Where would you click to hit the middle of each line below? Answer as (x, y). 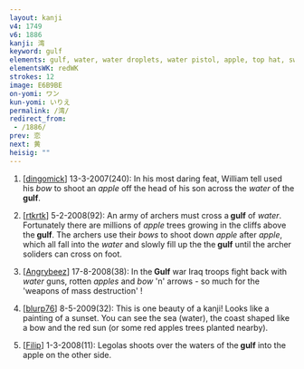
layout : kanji (36, 18)
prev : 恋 (25, 136)
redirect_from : (38, 119)
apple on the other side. (67, 354)
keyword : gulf (36, 52)
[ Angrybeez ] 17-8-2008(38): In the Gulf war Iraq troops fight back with (155, 271)
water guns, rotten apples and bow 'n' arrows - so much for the (141, 281)
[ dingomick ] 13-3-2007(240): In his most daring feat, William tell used (152, 179)
